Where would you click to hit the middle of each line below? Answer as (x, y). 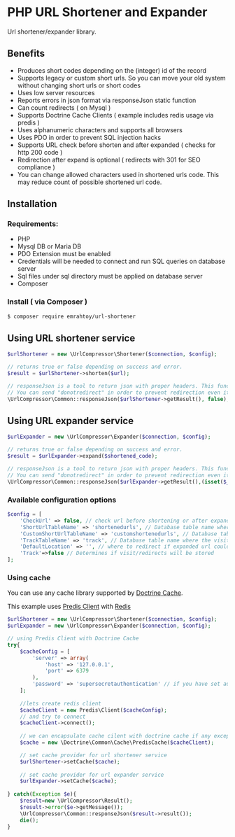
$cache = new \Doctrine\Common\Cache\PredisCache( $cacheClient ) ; (117, 743)
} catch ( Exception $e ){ (42, 794)
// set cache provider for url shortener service (94, 755)
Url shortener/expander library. (52, 31)
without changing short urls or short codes (79, 85)
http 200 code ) (40, 152)
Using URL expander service (71, 421)
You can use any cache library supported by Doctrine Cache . (95, 593)
